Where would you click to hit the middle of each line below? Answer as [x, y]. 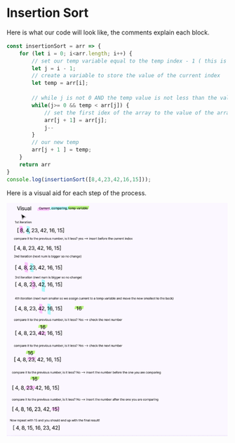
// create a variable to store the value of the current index [126, 76]
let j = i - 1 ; [54, 68]
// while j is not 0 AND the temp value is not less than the [125, 98]
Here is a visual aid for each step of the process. [76, 193]
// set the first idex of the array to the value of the [129, 113]
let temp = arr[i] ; [60, 83]
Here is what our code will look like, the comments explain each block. [108, 32]
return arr [35, 164]
